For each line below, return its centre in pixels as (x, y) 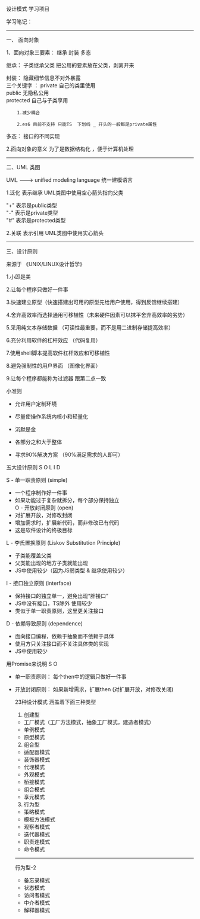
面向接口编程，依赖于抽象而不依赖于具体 (64, 636)
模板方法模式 (39, 819)
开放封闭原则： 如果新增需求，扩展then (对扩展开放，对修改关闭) (94, 689)
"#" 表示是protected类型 (36, 220)
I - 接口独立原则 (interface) (39, 583)
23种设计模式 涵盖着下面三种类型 (55, 702)
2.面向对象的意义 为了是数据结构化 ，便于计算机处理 (70, 149)
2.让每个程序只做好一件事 (37, 289)
